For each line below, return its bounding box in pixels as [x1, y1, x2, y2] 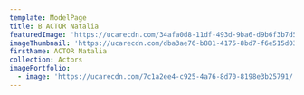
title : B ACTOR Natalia [9, 22, 100, 31]
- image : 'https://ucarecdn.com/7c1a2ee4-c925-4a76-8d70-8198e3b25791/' [17, 72, 298, 81]
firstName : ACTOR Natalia [9, 47, 107, 56]
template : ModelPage [9, 13, 88, 23]
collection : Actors [9, 55, 83, 64]
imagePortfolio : [9, 64, 71, 73]
